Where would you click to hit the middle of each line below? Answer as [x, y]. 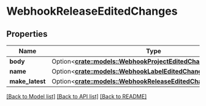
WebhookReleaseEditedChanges [92, 11]
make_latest [28, 81]
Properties [27, 34]
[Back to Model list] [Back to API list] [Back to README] [77, 97]
